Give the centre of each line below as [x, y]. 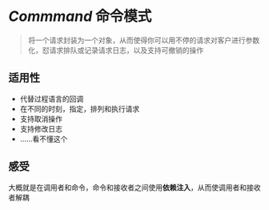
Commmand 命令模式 [80, 16]
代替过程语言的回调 [52, 99]
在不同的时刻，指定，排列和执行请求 [80, 108]
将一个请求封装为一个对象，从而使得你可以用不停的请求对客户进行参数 [144, 40]
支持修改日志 [41, 128]
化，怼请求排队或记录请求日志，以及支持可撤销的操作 [116, 50]
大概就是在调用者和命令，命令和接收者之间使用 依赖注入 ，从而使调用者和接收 [134, 187]
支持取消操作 [41, 119]
